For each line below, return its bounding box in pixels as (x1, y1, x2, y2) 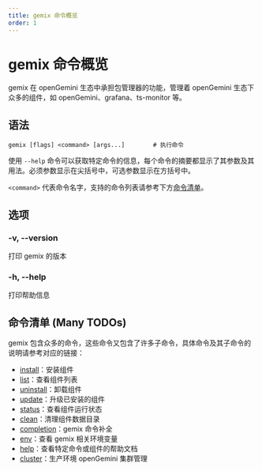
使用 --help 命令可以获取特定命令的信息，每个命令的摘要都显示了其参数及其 (8, 156, 255, 166)
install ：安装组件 (19, 365, 74, 375)
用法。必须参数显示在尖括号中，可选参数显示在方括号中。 (8, 166, 195, 175)
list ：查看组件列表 (19, 375, 78, 384)
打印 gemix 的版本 (8, 251, 67, 261)
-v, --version (8, 232, 58, 243)
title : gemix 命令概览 (8, 11, 78, 20)
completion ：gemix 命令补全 (19, 424, 113, 434)
